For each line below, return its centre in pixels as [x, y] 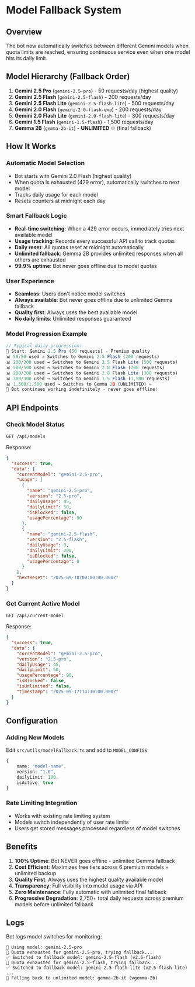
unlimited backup [35, 873]
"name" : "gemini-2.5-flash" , [62, 534]
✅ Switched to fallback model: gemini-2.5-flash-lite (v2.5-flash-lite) [97, 968]
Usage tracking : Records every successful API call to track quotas [95, 241]
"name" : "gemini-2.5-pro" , [60, 491]
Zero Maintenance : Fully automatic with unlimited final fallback [90, 892]
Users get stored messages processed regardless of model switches [97, 828]
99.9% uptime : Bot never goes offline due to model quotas [86, 266]
